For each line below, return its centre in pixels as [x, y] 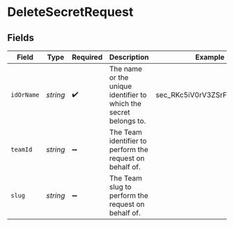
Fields [21, 38]
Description [129, 57]
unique [120, 86]
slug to [120, 187]
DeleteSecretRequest [70, 12]
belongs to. [127, 121]
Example [210, 57]
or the [119, 77]
